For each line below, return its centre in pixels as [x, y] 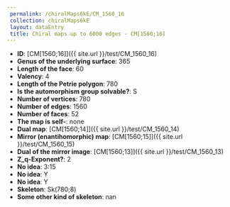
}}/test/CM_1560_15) [46, 144]
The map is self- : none [50, 122]
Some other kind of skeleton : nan [66, 197]
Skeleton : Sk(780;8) [46, 189]
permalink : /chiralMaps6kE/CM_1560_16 [67, 14]
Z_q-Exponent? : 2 [44, 160]
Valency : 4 [33, 77]
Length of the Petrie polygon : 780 [67, 84]
